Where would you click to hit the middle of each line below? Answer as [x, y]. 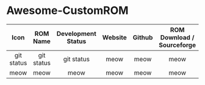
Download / [177, 37]
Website [114, 37]
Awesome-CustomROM [67, 11]
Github [143, 37]
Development [76, 33]
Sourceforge [177, 45]
